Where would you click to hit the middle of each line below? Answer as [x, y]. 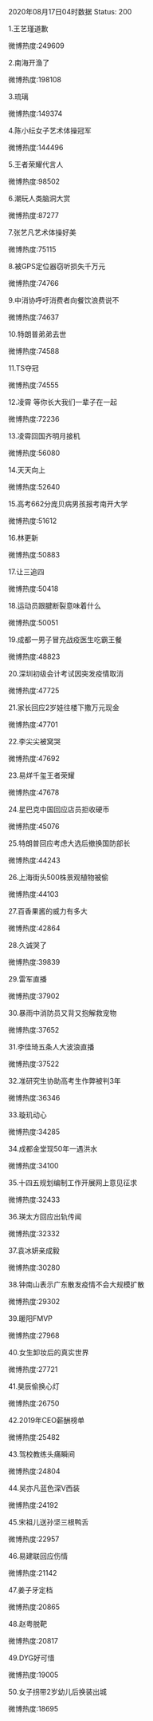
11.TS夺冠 [24, 368]
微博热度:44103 [34, 894]
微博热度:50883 [34, 555]
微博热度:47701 [33, 724]
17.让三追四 [26, 572]
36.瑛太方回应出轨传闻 [45, 1217]
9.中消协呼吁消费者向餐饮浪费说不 [64, 300]
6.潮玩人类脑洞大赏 [39, 198]
